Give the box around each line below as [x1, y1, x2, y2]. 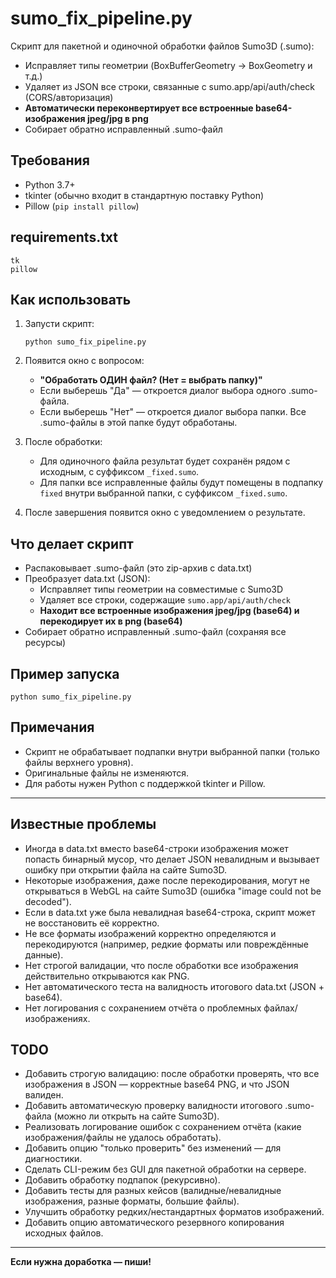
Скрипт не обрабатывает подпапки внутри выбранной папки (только [24, 745, 320, 757]
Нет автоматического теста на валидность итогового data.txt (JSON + [24, 980, 325, 992]
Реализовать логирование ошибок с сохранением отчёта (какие [24, 1121, 302, 1133]
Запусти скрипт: [24, 318, 95, 330]
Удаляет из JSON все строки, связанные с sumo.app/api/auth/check [24, 80, 316, 92]
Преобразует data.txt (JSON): [24, 573, 151, 585]
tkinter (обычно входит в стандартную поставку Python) [24, 189, 265, 201]
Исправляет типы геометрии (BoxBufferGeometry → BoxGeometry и [24, 59, 313, 71]
